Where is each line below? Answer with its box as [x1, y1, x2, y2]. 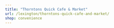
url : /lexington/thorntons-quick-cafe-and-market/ [5, 11, 110, 16]
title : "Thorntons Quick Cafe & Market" [5, 7, 88, 12]
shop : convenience [5, 16, 42, 20]
